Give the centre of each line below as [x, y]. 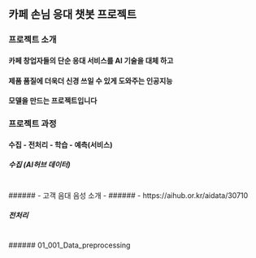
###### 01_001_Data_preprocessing [69, 245]
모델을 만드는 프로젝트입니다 [53, 101]
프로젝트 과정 [33, 124]
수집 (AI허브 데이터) [39, 165]
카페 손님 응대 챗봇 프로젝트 [72, 15]
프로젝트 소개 [33, 40]
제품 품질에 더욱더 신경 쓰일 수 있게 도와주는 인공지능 [91, 80]
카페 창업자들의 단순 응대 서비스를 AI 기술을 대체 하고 [91, 60]
